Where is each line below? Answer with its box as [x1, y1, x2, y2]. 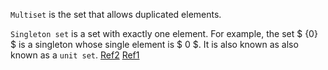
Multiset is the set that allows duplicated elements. [10, 9, 222, 20]
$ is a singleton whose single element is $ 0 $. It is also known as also [10, 39, 299, 50]
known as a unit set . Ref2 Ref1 [10, 49, 140, 61]
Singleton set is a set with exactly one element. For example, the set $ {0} [10, 28, 318, 39]
